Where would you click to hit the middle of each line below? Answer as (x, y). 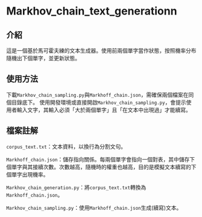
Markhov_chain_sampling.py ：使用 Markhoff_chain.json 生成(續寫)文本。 (94, 207)
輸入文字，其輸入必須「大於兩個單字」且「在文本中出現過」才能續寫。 (104, 109)
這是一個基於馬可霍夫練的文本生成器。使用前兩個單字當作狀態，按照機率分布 (101, 50)
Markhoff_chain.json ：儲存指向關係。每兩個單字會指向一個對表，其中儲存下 (101, 159)
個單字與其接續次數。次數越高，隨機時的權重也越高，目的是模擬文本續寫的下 (101, 167)
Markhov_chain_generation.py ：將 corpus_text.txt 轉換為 (76, 187)
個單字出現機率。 (27, 174)
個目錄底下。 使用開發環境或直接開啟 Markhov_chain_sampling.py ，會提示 (96, 102)
